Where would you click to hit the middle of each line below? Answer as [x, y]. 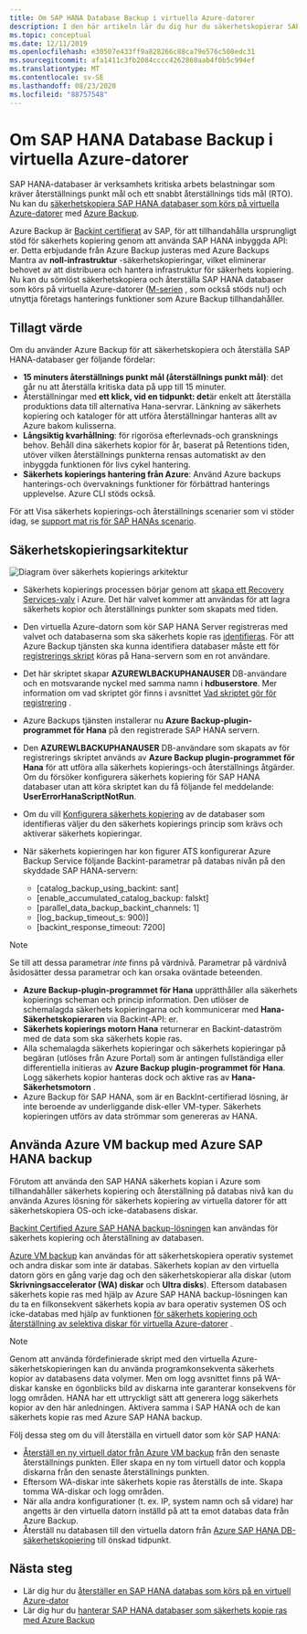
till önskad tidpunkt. [134, 1540]
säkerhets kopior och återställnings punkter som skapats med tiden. [150, 610]
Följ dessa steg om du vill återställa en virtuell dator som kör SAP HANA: [145, 1435]
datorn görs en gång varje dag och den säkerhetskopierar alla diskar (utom [151, 1275]
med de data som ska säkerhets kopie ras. [102, 1039]
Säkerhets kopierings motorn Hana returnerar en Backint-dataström [152, 1029]
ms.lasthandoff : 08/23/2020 [63, 86]
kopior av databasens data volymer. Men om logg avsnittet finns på [136, 1378]
